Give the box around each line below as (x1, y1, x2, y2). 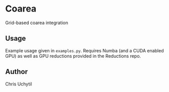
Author (5, 67, 28, 76)
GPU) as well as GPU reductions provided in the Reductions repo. (5, 53, 141, 59)
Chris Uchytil (5, 81, 32, 87)
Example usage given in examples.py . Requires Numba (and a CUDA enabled (5, 47, 164, 53)
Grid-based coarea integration (5, 20, 69, 26)
